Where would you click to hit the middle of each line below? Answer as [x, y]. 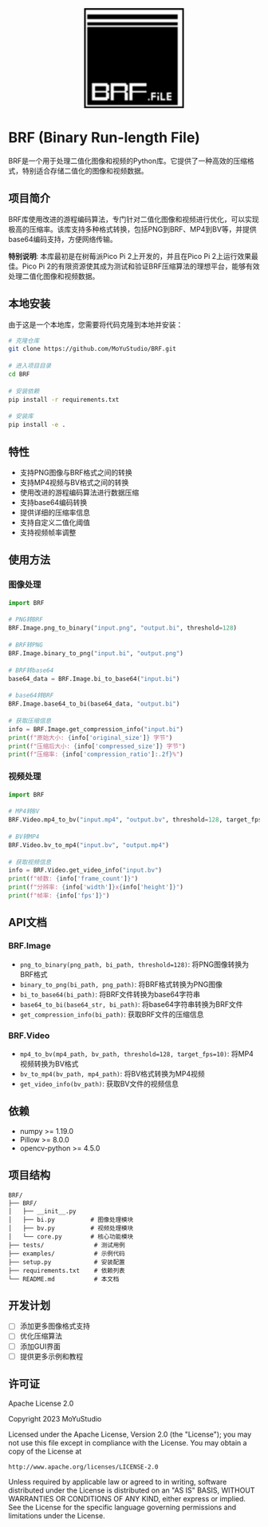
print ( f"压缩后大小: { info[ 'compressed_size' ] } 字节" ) [97, 746]
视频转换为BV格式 [49, 1064]
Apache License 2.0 [41, 1404]
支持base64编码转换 [53, 502]
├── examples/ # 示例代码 [67, 1254]
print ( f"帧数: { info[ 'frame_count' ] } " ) [73, 879]
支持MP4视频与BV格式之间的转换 [74, 482]
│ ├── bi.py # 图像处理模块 [71, 1219]
